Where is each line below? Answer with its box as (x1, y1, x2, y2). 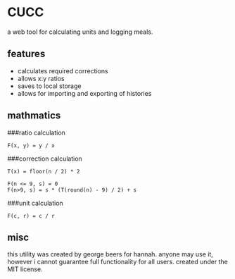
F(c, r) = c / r (7, 212, 55, 219)
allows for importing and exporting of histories (17, 89, 152, 97)
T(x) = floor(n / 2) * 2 (7, 168, 80, 175)
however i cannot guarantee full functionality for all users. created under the (7, 258, 229, 266)
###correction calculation (7, 154, 82, 163)
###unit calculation (7, 199, 63, 207)
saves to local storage (17, 82, 82, 90)
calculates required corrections (17, 66, 108, 75)
